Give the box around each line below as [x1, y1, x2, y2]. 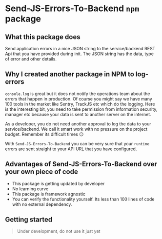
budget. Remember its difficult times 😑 [5, 131, 84, 137]
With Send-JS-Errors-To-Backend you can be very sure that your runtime [5, 140, 150, 146]
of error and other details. [5, 56, 57, 61]
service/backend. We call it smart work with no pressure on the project [5, 126, 148, 132]
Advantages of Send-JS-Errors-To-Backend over [5, 160, 158, 168]
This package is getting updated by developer [12, 180, 105, 186]
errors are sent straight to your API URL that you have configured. [5, 146, 137, 152]
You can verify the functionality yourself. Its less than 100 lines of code [12, 196, 155, 202]
